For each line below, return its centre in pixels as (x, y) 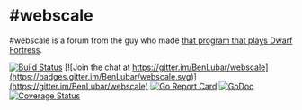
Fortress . (26, 49)
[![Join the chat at (97, 67)
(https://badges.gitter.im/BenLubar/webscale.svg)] (103, 76)
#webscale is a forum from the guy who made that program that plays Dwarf (151, 40)
